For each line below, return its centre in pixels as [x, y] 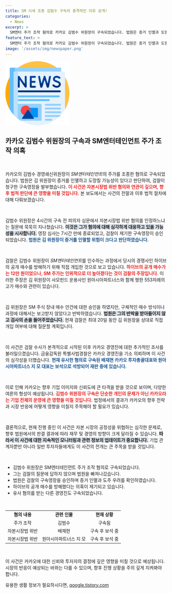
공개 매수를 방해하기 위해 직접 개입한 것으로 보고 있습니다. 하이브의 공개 [81, 267]
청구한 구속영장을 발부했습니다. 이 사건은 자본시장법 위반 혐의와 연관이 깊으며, [82, 187]
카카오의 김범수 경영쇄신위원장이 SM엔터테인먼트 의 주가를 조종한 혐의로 [77, 174]
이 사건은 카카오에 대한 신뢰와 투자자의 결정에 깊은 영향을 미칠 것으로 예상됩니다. [85, 561]
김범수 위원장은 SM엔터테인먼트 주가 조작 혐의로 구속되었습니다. [76, 467]
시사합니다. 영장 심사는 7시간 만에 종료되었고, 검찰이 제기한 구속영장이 [84, 233]
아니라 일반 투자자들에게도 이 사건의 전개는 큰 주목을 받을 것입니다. [89, 446]
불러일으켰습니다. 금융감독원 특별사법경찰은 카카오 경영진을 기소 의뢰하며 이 [81, 353]
